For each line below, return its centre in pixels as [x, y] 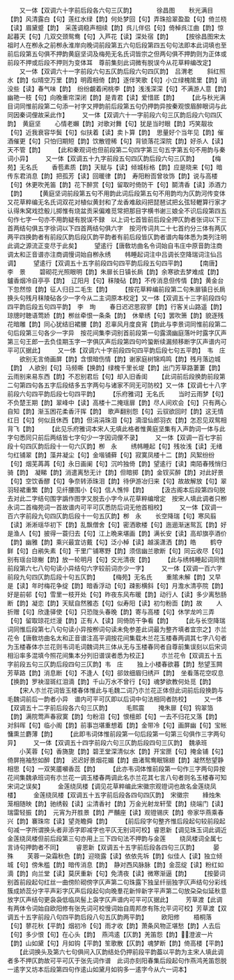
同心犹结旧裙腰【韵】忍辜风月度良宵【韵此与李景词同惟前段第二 [135, 324]
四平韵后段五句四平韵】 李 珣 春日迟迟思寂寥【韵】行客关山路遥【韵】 [116, 307]
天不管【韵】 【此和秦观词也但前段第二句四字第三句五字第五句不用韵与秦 [116, 150]
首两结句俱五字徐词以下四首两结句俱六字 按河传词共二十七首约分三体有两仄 [117, 228]
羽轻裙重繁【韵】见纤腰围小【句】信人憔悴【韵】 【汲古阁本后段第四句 [113, 490]
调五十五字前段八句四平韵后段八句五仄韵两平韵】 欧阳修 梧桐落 [110, 917]
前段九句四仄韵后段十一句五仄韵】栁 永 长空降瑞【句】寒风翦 [121, 516]
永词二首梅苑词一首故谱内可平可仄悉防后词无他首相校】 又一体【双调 [112, 507]
